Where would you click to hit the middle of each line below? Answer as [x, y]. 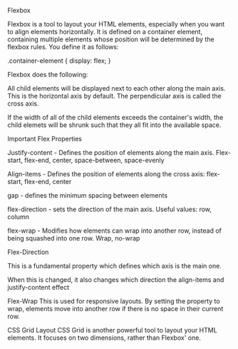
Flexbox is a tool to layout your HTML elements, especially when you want [116, 24]
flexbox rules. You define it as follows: [63, 47]
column [19, 217]
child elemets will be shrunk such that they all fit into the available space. [114, 125]
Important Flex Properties [45, 139]
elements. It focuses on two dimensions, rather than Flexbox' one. [104, 338]
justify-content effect [38, 287]
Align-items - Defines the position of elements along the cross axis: [106, 174]
